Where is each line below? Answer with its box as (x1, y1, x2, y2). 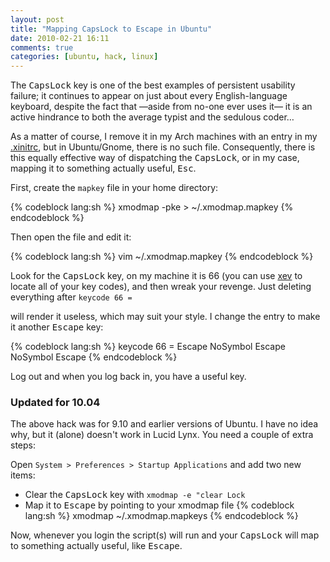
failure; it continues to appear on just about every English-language (10, 90, 288, 102)
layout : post (10, 14, 65, 25)
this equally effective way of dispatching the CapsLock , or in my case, (10, 152, 300, 164)
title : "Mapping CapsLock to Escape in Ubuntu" (10, 24, 213, 34)
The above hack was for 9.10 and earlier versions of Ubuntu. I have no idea (10, 418, 319, 430)
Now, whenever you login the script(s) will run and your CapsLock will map (10, 529, 320, 541)
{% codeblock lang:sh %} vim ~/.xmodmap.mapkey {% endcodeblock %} (10, 251, 314, 263)
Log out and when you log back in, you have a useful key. (10, 371, 247, 383)
